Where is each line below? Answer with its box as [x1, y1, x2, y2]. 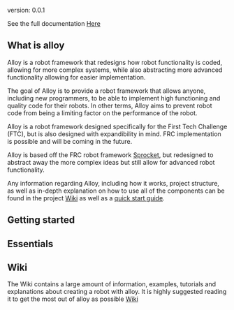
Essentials [7, 237, 54, 250]
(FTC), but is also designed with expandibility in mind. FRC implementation [7, 129, 221, 138]
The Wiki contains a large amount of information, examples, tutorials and [7, 280, 217, 288]
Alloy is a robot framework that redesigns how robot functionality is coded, [7, 58, 222, 66]
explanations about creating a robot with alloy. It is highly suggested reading [7, 288, 227, 296]
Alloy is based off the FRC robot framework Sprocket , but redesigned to [7, 150, 214, 159]
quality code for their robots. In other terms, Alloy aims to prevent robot [7, 101, 212, 110]
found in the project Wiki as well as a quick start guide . [7, 193, 166, 202]
